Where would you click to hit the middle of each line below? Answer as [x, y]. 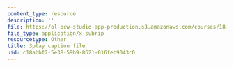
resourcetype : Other [37, 40]
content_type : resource [42, 14]
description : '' [31, 20]
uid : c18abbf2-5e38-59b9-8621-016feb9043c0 [71, 53]
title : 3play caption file [46, 46]
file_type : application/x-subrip [56, 33]
